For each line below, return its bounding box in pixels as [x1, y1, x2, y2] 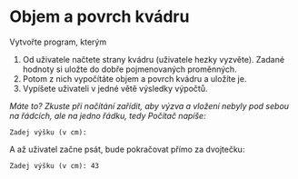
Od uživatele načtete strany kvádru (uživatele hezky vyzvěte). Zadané [22, 54, 284, 65]
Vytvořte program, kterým [9, 36, 107, 47]
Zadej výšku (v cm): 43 [9, 161, 100, 170]
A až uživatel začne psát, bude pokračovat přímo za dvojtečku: [9, 144, 245, 154]
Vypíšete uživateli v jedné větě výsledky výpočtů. [22, 83, 208, 94]
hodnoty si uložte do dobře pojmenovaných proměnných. [22, 64, 238, 75]
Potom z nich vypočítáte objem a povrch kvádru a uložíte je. [22, 73, 247, 84]
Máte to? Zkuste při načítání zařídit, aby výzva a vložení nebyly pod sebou [9, 100, 289, 111]
